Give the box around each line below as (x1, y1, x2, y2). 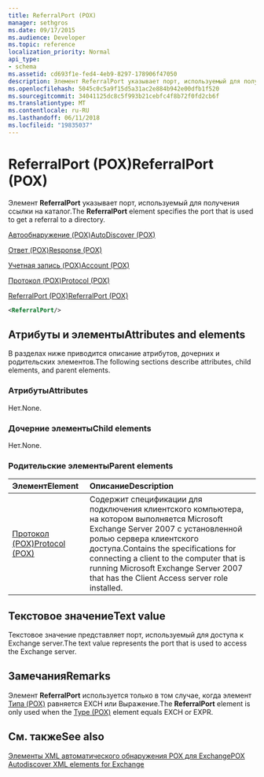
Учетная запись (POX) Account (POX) (8, 261, 130, 270)
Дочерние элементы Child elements (8, 423, 152, 434)
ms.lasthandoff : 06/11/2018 (8, 114, 101, 122)
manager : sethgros (8, 19, 68, 27)
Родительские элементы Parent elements (8, 460, 174, 471)
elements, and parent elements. (8, 365, 111, 375)
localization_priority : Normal (8, 48, 111, 56)
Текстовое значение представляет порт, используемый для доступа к (8, 631, 244, 640)
